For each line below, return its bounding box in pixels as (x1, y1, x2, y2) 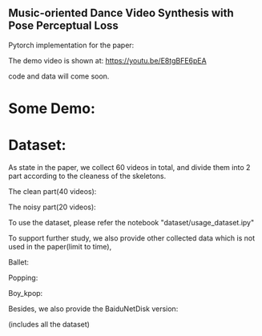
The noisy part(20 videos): (8, 202, 96, 212)
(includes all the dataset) (8, 319, 91, 329)
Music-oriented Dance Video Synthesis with (8, 6, 234, 20)
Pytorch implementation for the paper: (8, 40, 135, 50)
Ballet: (8, 257, 30, 267)
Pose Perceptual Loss (8, 19, 119, 33)
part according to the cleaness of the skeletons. (8, 171, 167, 180)
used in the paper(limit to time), (8, 241, 112, 251)
